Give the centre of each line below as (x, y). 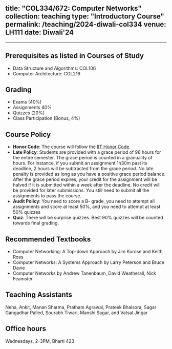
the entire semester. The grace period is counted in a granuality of (82, 158)
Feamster (23, 279)
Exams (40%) (27, 102)
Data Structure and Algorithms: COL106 (54, 68)
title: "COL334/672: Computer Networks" (73, 8)
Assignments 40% (32, 108)
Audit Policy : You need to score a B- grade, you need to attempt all (84, 201)
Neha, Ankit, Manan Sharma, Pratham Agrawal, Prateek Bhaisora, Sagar (81, 307)
